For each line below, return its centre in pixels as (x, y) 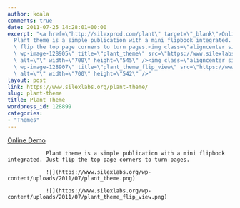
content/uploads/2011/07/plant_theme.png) (71, 178)
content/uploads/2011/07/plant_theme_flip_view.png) (87, 197)
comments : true (30, 21)
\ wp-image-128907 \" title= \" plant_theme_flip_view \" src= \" (107, 67)
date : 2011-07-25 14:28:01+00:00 (57, 27)
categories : (25, 113)
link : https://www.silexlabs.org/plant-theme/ (78, 87)
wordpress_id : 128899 (40, 107)
